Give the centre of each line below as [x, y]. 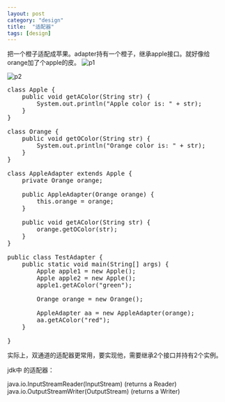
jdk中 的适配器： [31, 370]
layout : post [26, 14]
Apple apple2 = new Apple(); [86, 278]
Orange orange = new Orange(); [90, 299]
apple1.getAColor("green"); [84, 285]
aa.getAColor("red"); [73, 320]
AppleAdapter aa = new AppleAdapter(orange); [116, 313]
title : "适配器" [31, 27]
